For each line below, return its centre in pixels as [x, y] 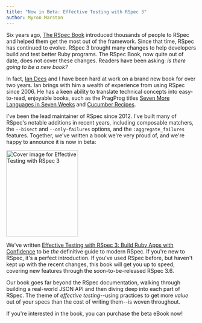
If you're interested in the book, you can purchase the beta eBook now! [94, 313]
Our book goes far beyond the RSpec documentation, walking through [93, 282]
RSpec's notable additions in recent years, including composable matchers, [100, 122]
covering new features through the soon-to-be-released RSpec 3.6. [90, 270]
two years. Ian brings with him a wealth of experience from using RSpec [96, 85]
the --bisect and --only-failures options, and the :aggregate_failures [96, 129]
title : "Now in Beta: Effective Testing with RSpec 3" [77, 12]
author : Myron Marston [35, 18]
